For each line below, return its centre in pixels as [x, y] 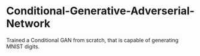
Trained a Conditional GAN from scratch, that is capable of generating [92, 40]
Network [28, 24]
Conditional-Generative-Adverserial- [100, 11]
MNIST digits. [23, 46]
